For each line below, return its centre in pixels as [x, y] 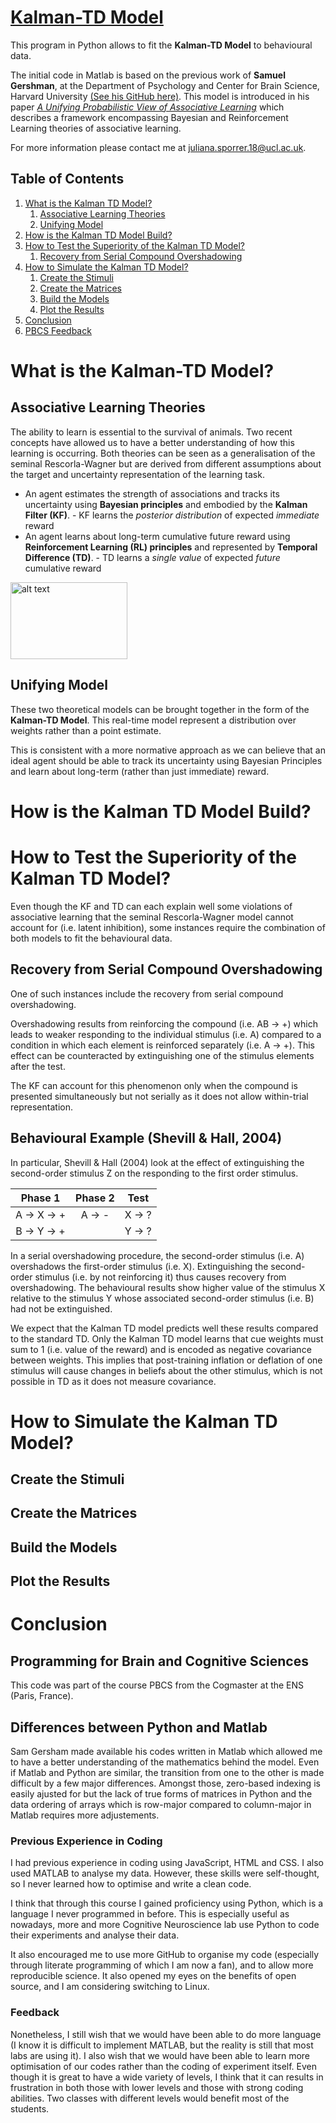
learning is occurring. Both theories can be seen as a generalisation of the [163, 453]
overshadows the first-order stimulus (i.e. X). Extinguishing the [139, 1266]
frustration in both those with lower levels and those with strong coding [157, 2087]
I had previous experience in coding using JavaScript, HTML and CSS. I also [167, 1863]
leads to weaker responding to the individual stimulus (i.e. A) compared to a [166, 1034]
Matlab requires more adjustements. [85, 1815]
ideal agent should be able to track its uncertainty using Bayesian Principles [166, 760]
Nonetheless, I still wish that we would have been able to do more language [166, 2034]
